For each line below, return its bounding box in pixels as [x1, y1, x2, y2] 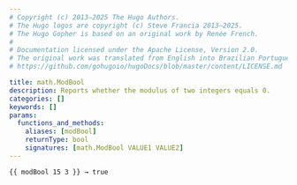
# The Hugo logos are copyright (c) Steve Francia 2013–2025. [9, 21, 243, 30]
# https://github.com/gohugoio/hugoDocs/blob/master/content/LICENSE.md [9, 63, 283, 71]
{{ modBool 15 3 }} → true [9, 167, 109, 176]
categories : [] [9, 94, 65, 103]
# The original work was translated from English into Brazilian [9, 54, 255, 63]
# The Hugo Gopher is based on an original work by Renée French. [9, 29, 259, 38]
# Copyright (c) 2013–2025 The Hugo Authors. [9, 12, 179, 22]
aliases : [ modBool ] [25, 127, 97, 137]
